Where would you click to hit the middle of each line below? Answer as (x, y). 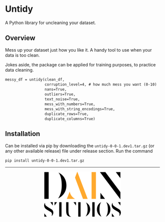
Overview (20, 38)
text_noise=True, (62, 99)
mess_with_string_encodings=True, (80, 109)
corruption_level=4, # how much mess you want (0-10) (101, 84)
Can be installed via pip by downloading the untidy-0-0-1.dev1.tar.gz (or (80, 145)
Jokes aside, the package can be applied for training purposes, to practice (81, 64)
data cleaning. (19, 70)
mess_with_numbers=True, (70, 104)
